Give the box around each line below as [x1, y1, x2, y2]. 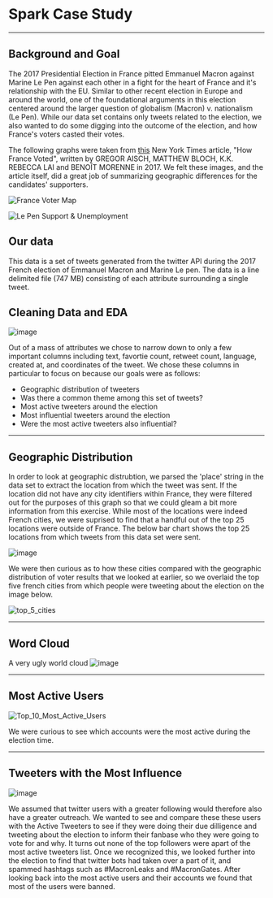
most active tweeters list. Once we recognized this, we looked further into [8, 847, 256, 857]
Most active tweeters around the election [19, 401, 158, 411]
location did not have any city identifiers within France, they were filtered [8, 489, 253, 499]
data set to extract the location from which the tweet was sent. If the [8, 480, 237, 490]
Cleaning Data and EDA [8, 306, 128, 319]
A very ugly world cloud [8, 658, 89, 667]
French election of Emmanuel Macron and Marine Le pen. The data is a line [8, 265, 260, 275]
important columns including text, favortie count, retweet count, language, [8, 351, 258, 362]
